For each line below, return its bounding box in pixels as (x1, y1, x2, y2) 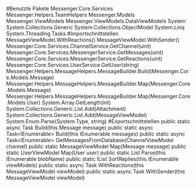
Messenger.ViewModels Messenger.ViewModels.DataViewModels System (6, 18, 187, 24)
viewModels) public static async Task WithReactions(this (6, 162, 144, 169)
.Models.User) (6, 99, 41, 106)
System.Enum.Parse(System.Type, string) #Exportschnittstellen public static (6, 118, 191, 124)
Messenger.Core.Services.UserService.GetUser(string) (6, 61, 139, 68)
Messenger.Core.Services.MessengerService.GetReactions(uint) (6, 55, 163, 62)
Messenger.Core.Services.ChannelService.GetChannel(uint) (6, 42, 151, 50)
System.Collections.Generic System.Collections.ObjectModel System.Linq (6, 24, 185, 31)
